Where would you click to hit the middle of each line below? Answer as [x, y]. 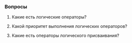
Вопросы [16, 7]
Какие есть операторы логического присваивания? [66, 36]
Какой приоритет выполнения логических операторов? [69, 26]
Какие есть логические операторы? [49, 17]
